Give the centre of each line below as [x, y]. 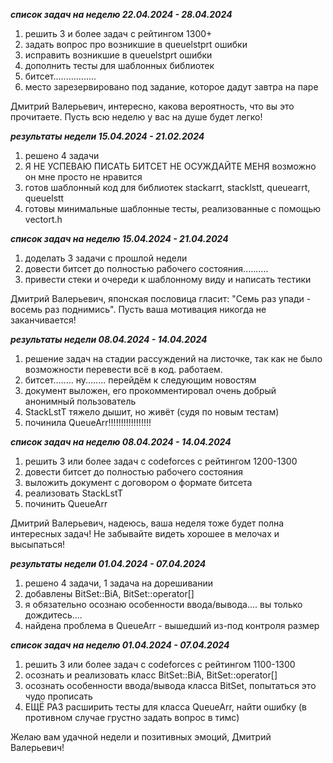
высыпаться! [37, 544]
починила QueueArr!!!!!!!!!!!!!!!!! [88, 422]
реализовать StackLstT [74, 493]
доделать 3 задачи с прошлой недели [106, 258]
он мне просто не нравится [83, 177]
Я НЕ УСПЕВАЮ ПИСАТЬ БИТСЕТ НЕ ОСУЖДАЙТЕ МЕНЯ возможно [170, 166]
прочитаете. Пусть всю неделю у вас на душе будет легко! [136, 117]
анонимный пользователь [80, 401]
